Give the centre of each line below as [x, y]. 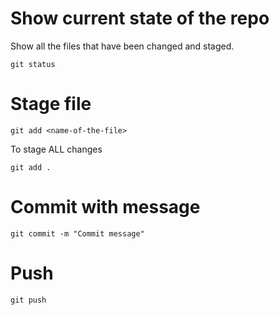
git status [33, 64]
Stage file [51, 104]
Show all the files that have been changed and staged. [122, 46]
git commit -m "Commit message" [77, 233]
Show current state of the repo [140, 18]
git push [28, 300]
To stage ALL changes [56, 149]
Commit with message [105, 207]
